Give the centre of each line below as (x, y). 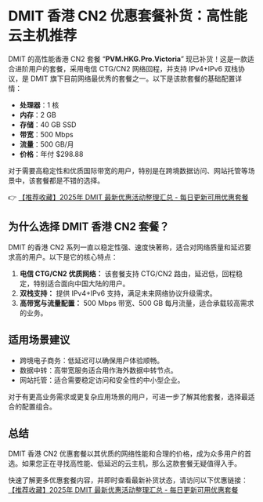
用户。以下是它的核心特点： (73, 256)
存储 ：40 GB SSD (48, 124)
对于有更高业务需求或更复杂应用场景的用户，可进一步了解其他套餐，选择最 (128, 396)
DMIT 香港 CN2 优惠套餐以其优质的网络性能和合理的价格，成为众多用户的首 (130, 454)
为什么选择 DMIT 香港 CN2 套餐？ (89, 227)
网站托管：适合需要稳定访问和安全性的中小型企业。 (102, 380)
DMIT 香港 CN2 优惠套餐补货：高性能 (128, 16)
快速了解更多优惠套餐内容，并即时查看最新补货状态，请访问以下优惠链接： (128, 480)
